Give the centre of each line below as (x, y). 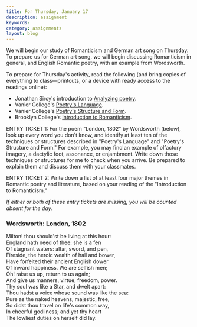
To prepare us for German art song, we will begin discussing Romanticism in (99, 57)
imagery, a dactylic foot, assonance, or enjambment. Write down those (92, 154)
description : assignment (37, 17)
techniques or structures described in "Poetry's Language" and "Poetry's (95, 141)
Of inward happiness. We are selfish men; (57, 268)
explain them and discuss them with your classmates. (71, 167)
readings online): (27, 87)
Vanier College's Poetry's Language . (59, 105)
